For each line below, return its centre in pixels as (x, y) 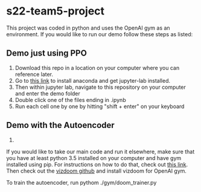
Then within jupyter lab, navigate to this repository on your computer (100, 87)
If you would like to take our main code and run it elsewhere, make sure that (101, 152)
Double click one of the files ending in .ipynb (70, 100)
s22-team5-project (55, 11)
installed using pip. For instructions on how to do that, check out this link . (97, 164)
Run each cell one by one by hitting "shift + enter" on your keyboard (100, 106)
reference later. (34, 74)
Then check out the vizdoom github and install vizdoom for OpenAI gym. (97, 171)
